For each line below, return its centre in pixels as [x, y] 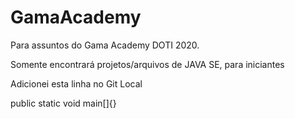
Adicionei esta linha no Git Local [76, 83]
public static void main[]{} [63, 103]
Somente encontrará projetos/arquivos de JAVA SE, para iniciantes [147, 64]
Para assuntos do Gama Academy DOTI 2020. [105, 45]
